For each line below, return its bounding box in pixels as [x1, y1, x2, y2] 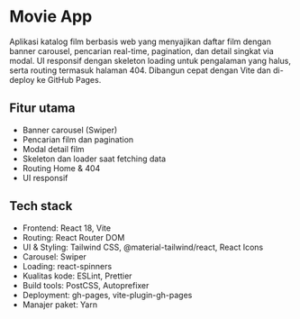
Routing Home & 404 [22, 162, 101, 173]
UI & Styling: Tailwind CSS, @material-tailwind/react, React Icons [22, 242, 264, 252]
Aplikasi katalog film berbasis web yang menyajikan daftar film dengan [9, 36, 272, 47]
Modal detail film [22, 143, 85, 154]
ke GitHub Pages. [36, 74, 102, 85]
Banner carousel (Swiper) [22, 124, 118, 135]
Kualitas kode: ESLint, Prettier [22, 270, 132, 281]
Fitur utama [9, 101, 76, 116]
